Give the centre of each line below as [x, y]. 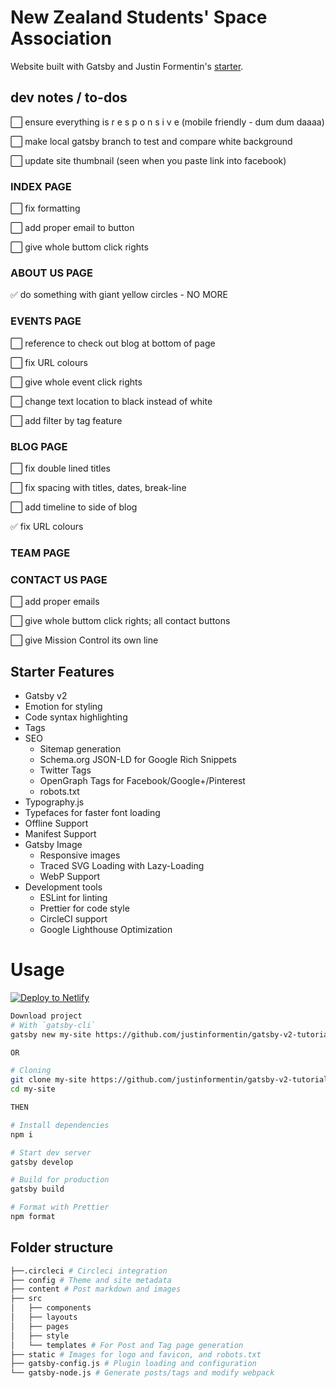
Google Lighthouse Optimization [106, 929]
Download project [46, 1016]
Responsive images [80, 855]
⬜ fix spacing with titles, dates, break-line [98, 487]
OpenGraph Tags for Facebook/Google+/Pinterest [142, 780]
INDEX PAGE [41, 186]
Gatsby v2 [46, 695]
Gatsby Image [53, 844]
